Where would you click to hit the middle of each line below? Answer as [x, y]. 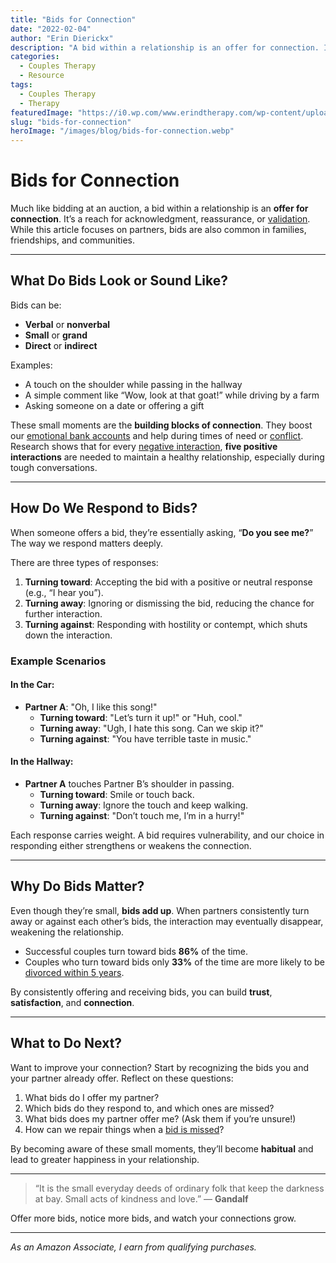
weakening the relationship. [67, 932]
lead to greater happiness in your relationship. [105, 1159]
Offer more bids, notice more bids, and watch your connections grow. [153, 1218]
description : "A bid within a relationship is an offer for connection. [165, 47]
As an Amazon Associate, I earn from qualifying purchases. [133, 1247]
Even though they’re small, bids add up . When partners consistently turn [160, 910]
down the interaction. [68, 635]
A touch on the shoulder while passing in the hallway [133, 384]
